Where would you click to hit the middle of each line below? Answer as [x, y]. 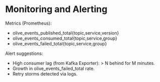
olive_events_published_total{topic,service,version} [66, 33]
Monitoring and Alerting [56, 9]
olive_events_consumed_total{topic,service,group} [65, 38]
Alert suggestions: [24, 53]
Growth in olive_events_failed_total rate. [53, 68]
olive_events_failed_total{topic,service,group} [60, 43]
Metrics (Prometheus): [28, 23]
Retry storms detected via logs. [45, 73]
